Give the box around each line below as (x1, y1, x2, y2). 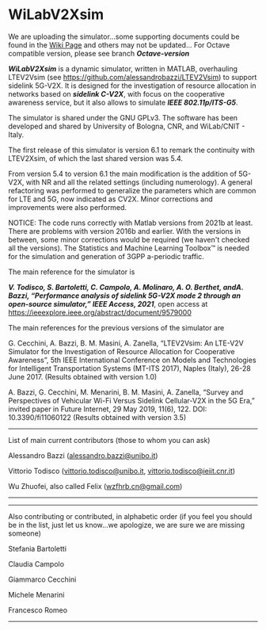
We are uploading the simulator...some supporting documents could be (8, 32, 240, 41)
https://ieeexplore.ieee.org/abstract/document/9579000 (8, 307, 192, 317)
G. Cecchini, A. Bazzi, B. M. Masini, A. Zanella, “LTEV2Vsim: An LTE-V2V (8, 338, 244, 348)
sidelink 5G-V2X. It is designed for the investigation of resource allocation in (8, 81, 256, 90)
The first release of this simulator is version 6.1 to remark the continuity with (8, 145, 256, 155)
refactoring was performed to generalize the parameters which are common (8, 185, 256, 195)
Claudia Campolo (8, 559, 65, 568)
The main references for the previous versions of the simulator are (8, 323, 225, 332)
